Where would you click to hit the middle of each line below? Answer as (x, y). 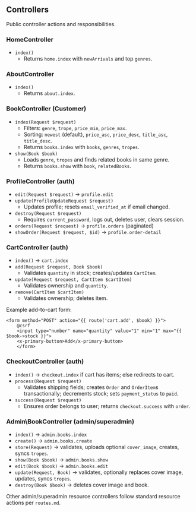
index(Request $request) (45, 122)
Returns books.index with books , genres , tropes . (81, 147)
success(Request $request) (48, 400)
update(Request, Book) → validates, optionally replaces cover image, (99, 472)
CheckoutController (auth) (45, 362)
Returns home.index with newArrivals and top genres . (88, 59)
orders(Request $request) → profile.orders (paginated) (84, 226)
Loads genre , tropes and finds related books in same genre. (97, 159)
